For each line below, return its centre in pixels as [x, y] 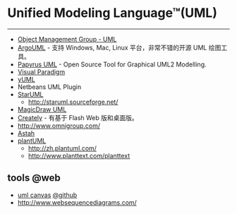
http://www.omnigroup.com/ [59, 126]
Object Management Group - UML [67, 39]
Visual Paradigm [41, 71]
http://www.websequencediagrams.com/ [77, 202]
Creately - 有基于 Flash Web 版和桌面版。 [78, 117]
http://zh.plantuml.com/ [62, 148]
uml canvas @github [47, 195]
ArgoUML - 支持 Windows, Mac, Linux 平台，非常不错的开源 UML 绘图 [119, 47]
